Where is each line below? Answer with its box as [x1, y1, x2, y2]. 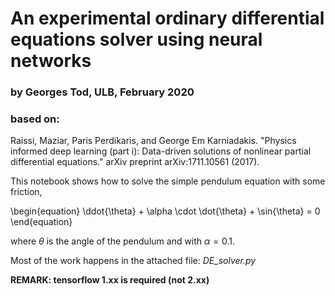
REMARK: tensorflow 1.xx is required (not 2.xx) [10, 274, 210, 286]
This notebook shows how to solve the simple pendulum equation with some [10, 175, 326, 187]
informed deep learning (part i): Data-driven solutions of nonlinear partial [10, 145, 312, 157]
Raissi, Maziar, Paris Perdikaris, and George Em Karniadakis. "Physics [10, 135, 297, 147]
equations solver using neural [10, 28, 263, 51]
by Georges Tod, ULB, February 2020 [10, 85, 195, 99]
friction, [10, 186, 43, 198]
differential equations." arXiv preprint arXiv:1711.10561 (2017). [10, 156, 260, 168]
